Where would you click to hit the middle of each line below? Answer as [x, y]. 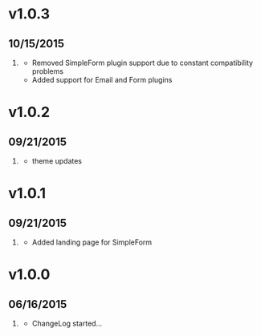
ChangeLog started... [67, 323]
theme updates [57, 161]
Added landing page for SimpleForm [92, 242]
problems [48, 71]
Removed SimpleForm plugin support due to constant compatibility [143, 63]
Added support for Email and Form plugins [102, 80]
